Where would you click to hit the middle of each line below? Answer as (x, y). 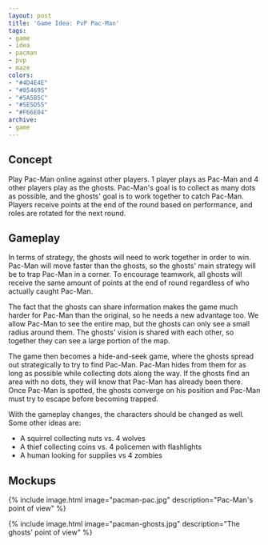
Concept (30, 160)
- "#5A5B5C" (28, 98)
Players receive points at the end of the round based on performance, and (130, 204)
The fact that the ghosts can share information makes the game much (123, 307)
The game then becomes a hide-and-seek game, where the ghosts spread (131, 356)
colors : (21, 75)
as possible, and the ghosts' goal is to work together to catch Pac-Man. (126, 196)
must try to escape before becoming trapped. (83, 399)
